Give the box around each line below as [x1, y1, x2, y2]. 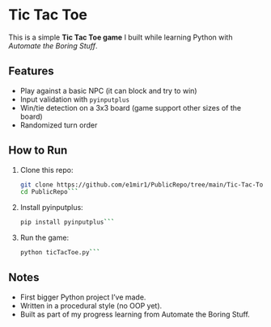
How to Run [8, 144, 68, 157]
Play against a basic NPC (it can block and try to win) [19, 86, 197, 95]
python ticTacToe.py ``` [19, 249, 101, 257]
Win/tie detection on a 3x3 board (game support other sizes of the [19, 103, 241, 112]
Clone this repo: [19, 165, 74, 174]
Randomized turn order [19, 119, 98, 130]
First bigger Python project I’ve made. [19, 292, 146, 302]
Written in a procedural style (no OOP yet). [19, 300, 163, 310]
